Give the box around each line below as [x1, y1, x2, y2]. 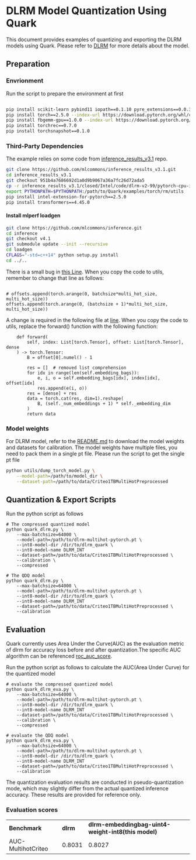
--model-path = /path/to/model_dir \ [16, 473, 103, 479]
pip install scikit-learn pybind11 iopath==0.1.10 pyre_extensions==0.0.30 [6, 107, 194, 112]
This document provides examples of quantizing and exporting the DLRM [6, 36, 182, 43]
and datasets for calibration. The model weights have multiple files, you [6, 444, 178, 451]
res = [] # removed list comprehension [27, 365, 127, 371]
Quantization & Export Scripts [6, 495, 117, 505]
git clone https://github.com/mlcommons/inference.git [6, 225, 142, 231]
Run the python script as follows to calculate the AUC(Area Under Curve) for [6, 664, 190, 671]
